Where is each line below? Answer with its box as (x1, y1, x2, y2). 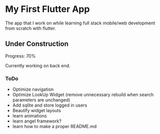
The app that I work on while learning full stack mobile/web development (5, 20, 155, 26)
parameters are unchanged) (12, 97, 70, 103)
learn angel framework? (12, 118, 61, 124)
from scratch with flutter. (5, 25, 56, 31)
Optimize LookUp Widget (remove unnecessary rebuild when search (12, 92, 154, 98)
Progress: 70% (5, 53, 36, 59)
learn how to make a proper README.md (12, 124, 97, 130)
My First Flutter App (5, 3, 90, 15)
